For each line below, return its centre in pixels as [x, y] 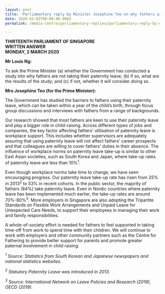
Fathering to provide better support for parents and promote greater [74, 241]
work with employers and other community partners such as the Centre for [81, 235]
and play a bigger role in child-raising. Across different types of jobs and [79, 125]
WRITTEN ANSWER [25, 47]
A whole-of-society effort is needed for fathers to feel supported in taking [80, 225]
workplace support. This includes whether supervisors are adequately [76, 136]
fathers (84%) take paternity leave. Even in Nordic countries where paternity [82, 189]
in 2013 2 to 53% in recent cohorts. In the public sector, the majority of [76, 183]
